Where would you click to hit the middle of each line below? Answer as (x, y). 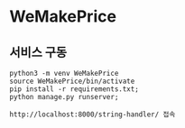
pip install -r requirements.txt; (74, 89)
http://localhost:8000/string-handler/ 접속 (92, 114)
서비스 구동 (38, 52)
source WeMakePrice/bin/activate (72, 81)
